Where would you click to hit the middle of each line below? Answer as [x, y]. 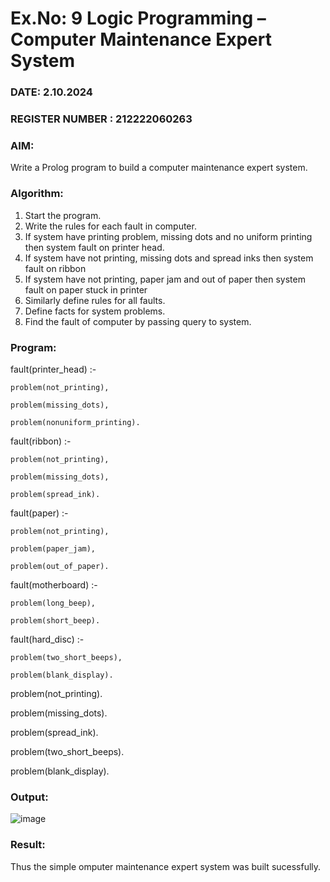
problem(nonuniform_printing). [75, 422]
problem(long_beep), [53, 603]
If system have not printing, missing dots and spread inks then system [169, 258]
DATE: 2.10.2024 [51, 92]
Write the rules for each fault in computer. [110, 226]
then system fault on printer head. [94, 247]
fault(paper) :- [39, 513]
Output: [29, 797]
